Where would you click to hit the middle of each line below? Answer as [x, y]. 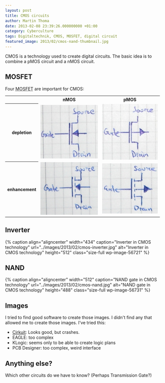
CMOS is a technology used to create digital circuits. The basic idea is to [79, 56]
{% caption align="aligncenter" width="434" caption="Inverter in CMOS [78, 242]
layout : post [18, 10]
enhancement [22, 189]
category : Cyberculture [29, 31]
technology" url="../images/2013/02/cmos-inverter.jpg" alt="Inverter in [77, 247]
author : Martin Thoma [27, 21]
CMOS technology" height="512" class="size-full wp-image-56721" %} [77, 252]
